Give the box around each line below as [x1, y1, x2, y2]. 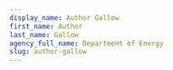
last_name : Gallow [9, 30, 79, 39]
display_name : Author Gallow [9, 13, 120, 23]
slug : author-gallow [9, 47, 88, 56]
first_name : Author [9, 22, 83, 31]
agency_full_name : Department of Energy [9, 38, 165, 48]
